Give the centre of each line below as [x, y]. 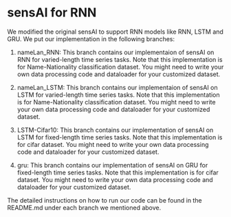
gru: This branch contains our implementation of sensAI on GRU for [112, 165]
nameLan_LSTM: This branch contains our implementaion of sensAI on [117, 87]
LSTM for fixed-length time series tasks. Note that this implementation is [120, 137]
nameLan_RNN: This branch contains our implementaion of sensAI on [115, 52]
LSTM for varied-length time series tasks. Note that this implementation [118, 95]
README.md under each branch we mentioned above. [84, 207]
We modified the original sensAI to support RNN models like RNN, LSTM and [115, 32]
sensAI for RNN [52, 13]
